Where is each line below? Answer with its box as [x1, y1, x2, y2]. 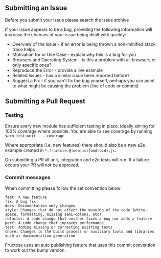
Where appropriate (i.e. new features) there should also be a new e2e [5, 142, 145, 148]
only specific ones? [12, 62, 52, 68]
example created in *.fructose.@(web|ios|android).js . [5, 147, 116, 153]
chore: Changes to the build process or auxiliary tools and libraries [5, 229, 154, 234]
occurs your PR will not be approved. [5, 162, 80, 168]
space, [5, 212, 19, 217]
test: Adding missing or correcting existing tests [5, 225, 113, 230]
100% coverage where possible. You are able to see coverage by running [5, 128, 153, 134]
